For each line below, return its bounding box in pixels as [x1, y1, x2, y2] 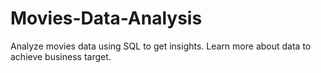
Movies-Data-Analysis [10, 7, 203, 30]
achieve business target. [10, 50, 112, 62]
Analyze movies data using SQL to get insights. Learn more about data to [10, 40, 312, 52]
